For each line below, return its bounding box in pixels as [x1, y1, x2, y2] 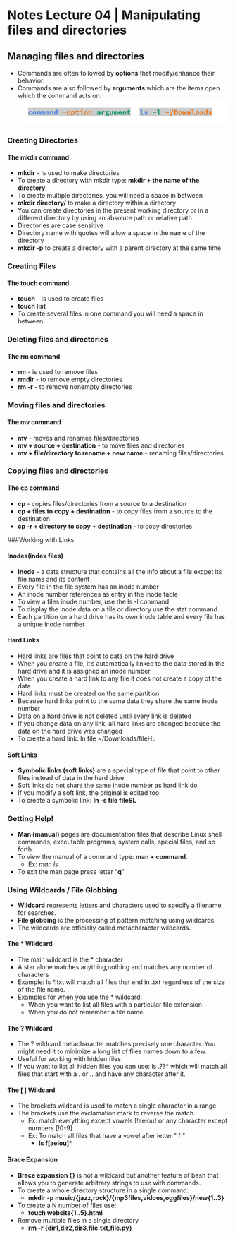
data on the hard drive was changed [17, 727, 123, 736]
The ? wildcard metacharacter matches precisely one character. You [17, 1040, 216, 1048]
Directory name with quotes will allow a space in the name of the [17, 229, 205, 237]
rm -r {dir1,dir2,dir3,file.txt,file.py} [27, 1223, 132, 1232]
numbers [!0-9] [27, 1124, 72, 1132]
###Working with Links [7, 535, 75, 544]
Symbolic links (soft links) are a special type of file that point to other [17, 766, 220, 774]
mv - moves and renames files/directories [17, 433, 139, 442]
